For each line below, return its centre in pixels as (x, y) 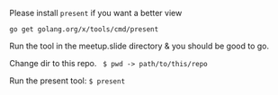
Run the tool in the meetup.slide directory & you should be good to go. (139, 46)
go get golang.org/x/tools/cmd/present (84, 30)
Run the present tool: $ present (67, 81)
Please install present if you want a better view (96, 13)
